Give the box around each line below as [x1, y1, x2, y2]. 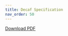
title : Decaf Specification [5, 7, 64, 12]
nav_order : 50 [5, 12, 35, 17]
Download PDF [5, 25, 36, 31]
